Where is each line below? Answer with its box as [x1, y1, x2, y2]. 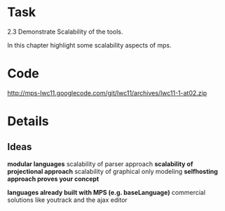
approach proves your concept [7, 175, 100, 183]
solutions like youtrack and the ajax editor [7, 196, 128, 204]
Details [7, 114, 49, 130]
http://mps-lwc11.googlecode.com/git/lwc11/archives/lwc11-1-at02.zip [7, 88, 207, 97]
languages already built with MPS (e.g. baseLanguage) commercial [7, 188, 205, 196]
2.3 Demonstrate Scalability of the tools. [7, 27, 123, 36]
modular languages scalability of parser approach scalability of [7, 159, 193, 168]
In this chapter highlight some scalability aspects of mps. [7, 41, 172, 49]
